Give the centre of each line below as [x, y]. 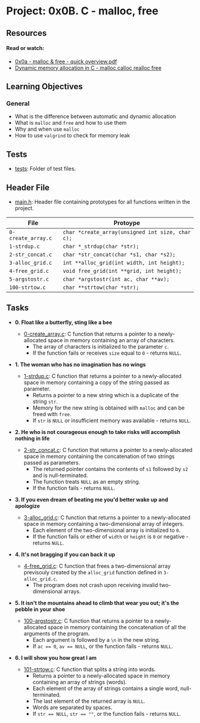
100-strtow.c [28, 287]
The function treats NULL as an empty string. [86, 481]
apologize [27, 506]
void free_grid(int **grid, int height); [122, 271]
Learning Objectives [45, 87]
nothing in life [32, 438]
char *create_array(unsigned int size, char [127, 232]
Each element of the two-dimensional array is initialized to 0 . [107, 530]
